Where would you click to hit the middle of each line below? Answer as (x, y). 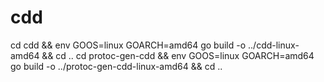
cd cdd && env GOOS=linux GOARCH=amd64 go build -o (128, 45)
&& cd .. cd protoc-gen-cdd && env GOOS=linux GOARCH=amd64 (178, 55)
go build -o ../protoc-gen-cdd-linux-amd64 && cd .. (116, 66)
